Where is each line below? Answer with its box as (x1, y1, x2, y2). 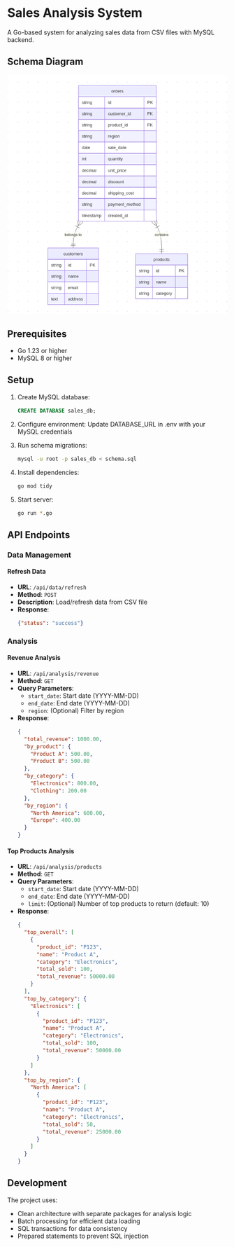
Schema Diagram (7, 56, 84, 68)
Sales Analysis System (7, 5, 143, 21)
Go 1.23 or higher (17, 347, 68, 355)
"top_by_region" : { (24, 1077, 81, 1084)
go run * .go (17, 509, 52, 516)
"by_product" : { (24, 743, 71, 750)
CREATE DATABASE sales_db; (17, 407, 96, 414)
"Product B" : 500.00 (30, 758, 90, 765)
